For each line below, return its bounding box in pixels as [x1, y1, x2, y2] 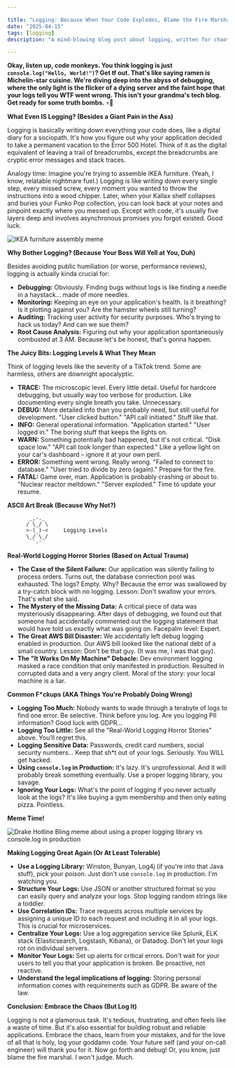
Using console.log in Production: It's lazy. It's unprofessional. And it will [17, 763, 226, 772]
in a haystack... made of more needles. [17, 291, 129, 299]
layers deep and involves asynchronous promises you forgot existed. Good [7, 214, 223, 223]
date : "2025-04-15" [7, 22, 64, 30]
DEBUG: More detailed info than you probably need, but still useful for [17, 405, 219, 414]
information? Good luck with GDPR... [17, 719, 123, 727]
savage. [17, 778, 41, 786]
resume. [17, 487, 42, 496]
